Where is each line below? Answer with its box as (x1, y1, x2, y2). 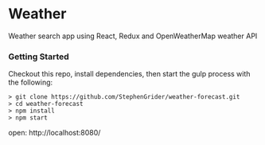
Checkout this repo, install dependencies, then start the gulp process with (8, 69, 251, 79)
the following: (8, 77, 53, 88)
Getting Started (8, 51, 69, 62)
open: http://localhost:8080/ (8, 128, 101, 138)
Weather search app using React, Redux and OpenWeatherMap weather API (8, 31, 258, 41)
